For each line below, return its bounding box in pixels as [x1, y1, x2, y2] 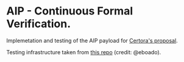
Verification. [6, 17, 71, 31]
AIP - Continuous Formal [6, 4, 133, 18]
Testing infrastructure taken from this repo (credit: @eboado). [6, 48, 161, 55]
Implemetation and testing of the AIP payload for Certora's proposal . [6, 37, 178, 44]
